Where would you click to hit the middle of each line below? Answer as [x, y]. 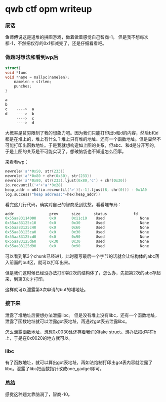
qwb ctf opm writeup [49, 9]
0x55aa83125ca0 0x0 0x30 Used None [77, 232]
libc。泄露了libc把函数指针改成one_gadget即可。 [55, 369]
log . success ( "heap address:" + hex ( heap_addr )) [53, 194]
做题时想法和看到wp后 [32, 57]
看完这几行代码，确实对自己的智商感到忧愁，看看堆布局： [63, 204]
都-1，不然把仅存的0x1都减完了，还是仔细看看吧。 [56, 44]
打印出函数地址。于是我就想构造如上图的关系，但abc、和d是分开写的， [86, 145]
